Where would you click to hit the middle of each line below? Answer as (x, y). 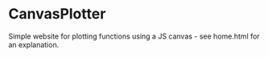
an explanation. (34, 44)
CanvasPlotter (57, 14)
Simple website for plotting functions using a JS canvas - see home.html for (134, 36)
